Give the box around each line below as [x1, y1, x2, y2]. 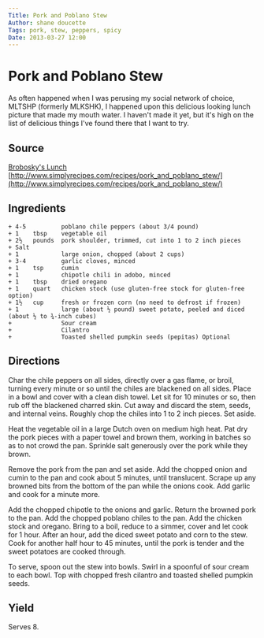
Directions [8, 354, 61, 368]
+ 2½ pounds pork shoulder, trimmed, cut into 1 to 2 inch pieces [8, 236, 242, 244]
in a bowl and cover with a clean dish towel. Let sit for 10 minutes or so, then [8, 391, 256, 402]
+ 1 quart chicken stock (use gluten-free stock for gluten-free [8, 284, 245, 292]
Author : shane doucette [8, 19, 87, 27]
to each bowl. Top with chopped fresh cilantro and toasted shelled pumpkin [8, 570, 254, 580]
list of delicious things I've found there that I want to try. [8, 119, 189, 128]
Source [8, 141, 45, 154]
